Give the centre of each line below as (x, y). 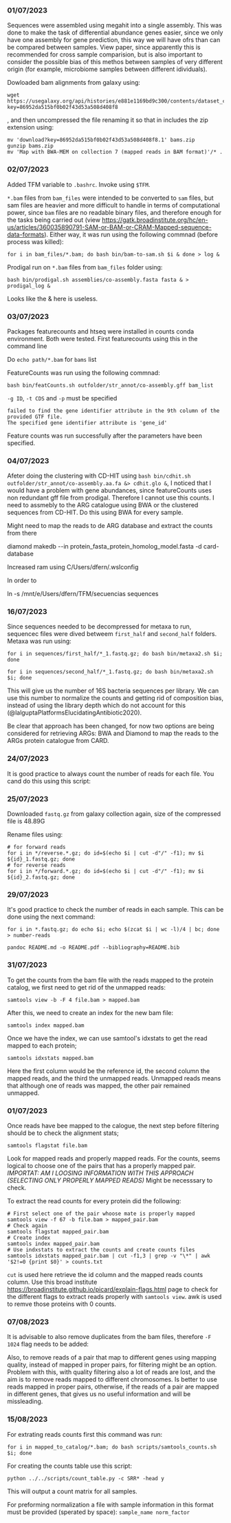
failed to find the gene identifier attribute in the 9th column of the (113, 411)
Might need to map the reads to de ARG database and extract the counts (110, 526)
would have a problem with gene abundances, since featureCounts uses (109, 491)
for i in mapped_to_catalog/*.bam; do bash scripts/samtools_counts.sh (112, 1447)
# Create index (29, 1238)
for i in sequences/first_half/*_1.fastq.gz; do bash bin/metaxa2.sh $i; (115, 654)
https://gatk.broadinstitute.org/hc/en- (155, 220)
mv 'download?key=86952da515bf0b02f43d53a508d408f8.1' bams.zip (101, 140)
